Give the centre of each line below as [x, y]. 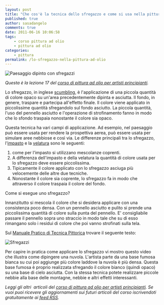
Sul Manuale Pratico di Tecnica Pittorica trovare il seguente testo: [71, 233]
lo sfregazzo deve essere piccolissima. [51, 163]
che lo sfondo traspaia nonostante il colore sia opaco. [59, 118]
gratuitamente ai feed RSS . [32, 298]
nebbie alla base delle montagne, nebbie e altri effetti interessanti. [72, 278]
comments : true [20, 28]
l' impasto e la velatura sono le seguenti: [45, 143]
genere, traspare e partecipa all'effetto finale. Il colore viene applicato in [78, 102]
